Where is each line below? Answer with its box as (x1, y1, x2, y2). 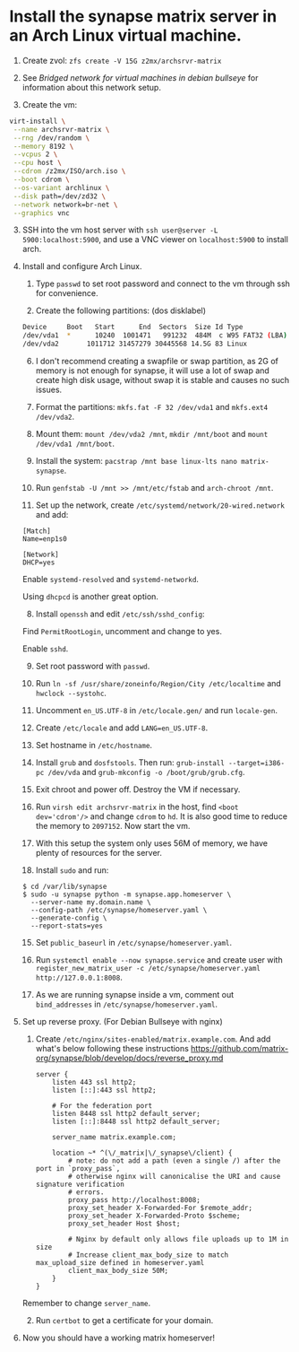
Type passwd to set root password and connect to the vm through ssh (35, 278, 291, 289)
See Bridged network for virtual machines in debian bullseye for (21, 72, 259, 83)
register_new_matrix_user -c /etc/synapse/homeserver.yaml (35, 964, 261, 973)
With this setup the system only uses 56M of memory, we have (35, 838, 269, 849)
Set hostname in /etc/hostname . (35, 740, 153, 751)
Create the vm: (21, 99, 78, 109)
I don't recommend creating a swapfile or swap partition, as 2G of (35, 356, 279, 367)
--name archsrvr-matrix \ (13, 125, 110, 134)
